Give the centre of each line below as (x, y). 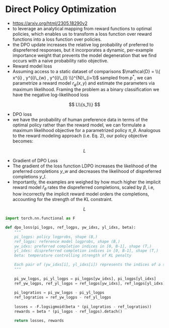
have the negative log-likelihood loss (51, 95)
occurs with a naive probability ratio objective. (60, 60)
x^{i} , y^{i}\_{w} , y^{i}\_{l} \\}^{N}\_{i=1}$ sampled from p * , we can (82, 77)
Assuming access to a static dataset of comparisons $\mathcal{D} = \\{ (86, 71)
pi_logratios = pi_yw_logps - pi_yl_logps (59, 293)
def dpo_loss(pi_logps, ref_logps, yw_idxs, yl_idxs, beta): (71, 228)
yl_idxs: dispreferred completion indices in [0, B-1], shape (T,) (86, 251)
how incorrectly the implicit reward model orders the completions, (81, 194)
